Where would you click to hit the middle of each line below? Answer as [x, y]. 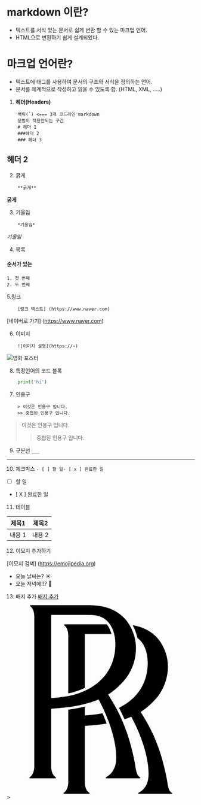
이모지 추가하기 [33, 550]
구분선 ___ [27, 450]
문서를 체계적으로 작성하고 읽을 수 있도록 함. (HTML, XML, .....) [89, 89]
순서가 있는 [19, 264]
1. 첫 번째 [18, 278]
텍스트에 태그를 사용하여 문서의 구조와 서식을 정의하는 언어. [84, 81]
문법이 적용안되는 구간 [41, 120]
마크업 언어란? [40, 64]
